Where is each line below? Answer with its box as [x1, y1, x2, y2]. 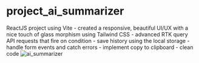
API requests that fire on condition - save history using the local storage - [6, 37, 190, 44]
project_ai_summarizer [6, 4, 124, 18]
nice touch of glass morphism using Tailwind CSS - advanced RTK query [6, 30, 188, 38]
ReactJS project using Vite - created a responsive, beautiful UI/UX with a [6, 24, 189, 31]
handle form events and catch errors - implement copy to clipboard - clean [6, 44, 194, 51]
